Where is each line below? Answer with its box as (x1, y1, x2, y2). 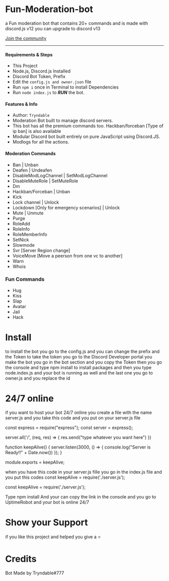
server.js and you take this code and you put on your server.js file (5, 414, 141, 421)
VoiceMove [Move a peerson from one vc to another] (12, 253, 123, 259)
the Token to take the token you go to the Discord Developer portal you (5, 353, 152, 359)
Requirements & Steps (5, 51, 53, 57)
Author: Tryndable (12, 112, 50, 118)
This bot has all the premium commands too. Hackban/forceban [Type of (12, 123, 163, 129)
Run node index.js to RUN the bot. (12, 90, 84, 96)
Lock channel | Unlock (12, 199, 59, 205)
